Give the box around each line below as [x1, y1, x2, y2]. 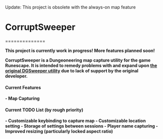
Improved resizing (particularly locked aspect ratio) [5, 129, 113, 135]
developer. [5, 73, 28, 79]
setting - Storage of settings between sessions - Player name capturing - [5, 123, 158, 129]
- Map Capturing [5, 95, 40, 101]
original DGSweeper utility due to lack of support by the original [5, 68, 139, 73]
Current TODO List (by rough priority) [5, 107, 83, 113]
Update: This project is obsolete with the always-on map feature [5, 4, 136, 10]
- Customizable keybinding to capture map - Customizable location [5, 118, 146, 124]
